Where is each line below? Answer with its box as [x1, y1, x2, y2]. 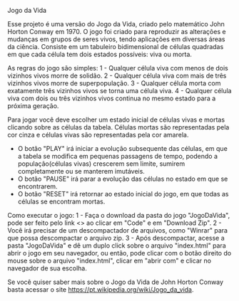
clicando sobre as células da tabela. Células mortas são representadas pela [7, 123, 230, 131]
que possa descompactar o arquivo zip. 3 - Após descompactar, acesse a [7, 234, 225, 242]
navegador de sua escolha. [7, 264, 87, 273]
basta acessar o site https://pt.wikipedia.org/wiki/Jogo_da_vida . [7, 285, 194, 294]
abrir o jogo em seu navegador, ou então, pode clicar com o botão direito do [7, 249, 232, 257]
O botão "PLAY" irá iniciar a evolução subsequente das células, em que [17, 144, 228, 152]
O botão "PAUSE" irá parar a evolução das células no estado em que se [17, 174, 228, 183]
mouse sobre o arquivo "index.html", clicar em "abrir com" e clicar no [7, 256, 212, 265]
